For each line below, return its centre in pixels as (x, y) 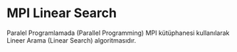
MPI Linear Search (62, 13)
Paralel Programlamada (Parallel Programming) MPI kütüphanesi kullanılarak (118, 33)
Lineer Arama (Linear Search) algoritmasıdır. (72, 40)
